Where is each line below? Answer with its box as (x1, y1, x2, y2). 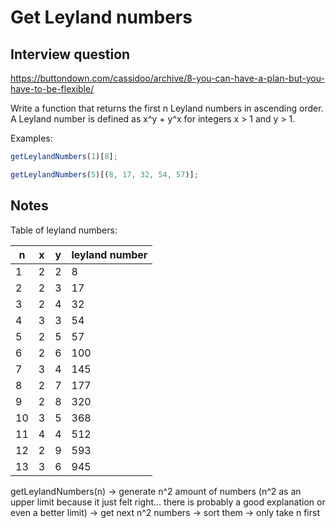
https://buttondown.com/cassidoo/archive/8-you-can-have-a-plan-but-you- (10, 72, 325, 84)
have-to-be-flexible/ (10, 83, 95, 95)
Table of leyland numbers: (10, 224, 118, 236)
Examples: (10, 132, 53, 144)
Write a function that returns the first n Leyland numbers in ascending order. (10, 102, 324, 114)
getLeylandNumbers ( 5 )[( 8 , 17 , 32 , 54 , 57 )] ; (10, 169, 199, 180)
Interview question (10, 46, 131, 63)
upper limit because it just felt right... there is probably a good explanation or (10, 496, 326, 508)
